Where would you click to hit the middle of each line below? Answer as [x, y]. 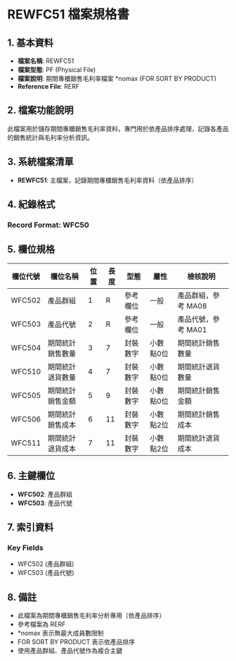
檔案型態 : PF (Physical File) [57, 70]
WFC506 [26, 419]
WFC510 [26, 371]
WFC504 [26, 347]
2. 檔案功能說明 [40, 110]
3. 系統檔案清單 [40, 162]
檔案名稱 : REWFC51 [46, 61]
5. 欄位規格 [31, 250]
